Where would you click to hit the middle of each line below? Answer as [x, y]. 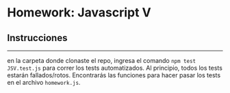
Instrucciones [37, 38]
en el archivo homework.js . [44, 82]
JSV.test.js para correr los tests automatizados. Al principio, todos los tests [115, 68]
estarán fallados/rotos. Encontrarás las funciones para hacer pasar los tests [114, 75]
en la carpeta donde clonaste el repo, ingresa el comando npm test [102, 61]
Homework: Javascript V [79, 13]
